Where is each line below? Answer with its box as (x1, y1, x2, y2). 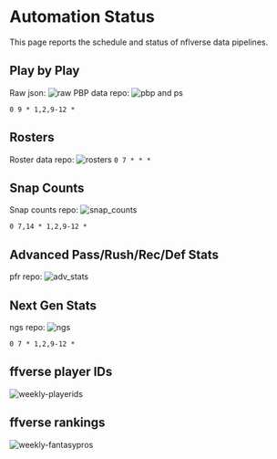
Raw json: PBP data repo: (9, 87, 130, 98)
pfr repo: (9, 271, 43, 282)
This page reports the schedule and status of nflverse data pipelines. (9, 37, 269, 47)
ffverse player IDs (9, 364, 113, 380)
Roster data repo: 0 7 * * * (9, 153, 151, 165)
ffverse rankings (9, 415, 106, 431)
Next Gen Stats (9, 297, 97, 313)
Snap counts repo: (9, 204, 79, 215)
